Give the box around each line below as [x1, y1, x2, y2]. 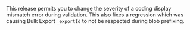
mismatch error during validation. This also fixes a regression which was [6, 11, 184, 18]
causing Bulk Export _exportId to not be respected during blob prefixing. [6, 18, 185, 24]
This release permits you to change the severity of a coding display [6, 5, 172, 12]
